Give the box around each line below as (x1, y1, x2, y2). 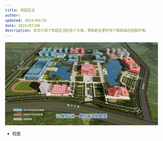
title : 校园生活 (5, 8, 35, 13)
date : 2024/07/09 (5, 23, 40, 28)
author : (5, 13, 21, 18)
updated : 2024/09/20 (5, 18, 47, 23)
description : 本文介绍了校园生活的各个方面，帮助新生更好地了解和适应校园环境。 (5, 28, 149, 33)
